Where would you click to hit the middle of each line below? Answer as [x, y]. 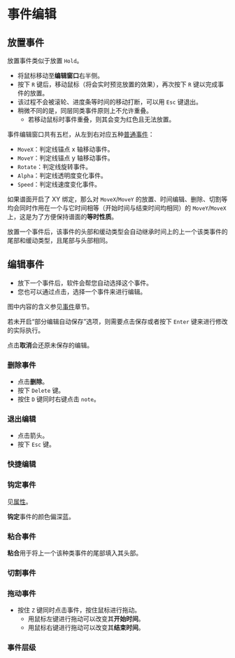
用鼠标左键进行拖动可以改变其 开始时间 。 [86, 619]
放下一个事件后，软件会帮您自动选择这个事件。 [85, 283]
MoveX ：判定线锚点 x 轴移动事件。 [65, 149]
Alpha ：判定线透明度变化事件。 [62, 175]
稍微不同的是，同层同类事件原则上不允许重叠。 [85, 110]
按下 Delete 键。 [41, 391]
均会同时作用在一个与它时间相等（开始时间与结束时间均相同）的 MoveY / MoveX [117, 208]
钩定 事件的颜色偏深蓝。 [41, 516]
